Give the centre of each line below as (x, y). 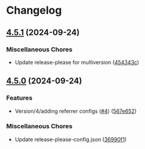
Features (19, 98)
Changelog (34, 10)
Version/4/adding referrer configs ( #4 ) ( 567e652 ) (76, 111)
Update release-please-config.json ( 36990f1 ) (71, 139)
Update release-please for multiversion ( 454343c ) (77, 62)
